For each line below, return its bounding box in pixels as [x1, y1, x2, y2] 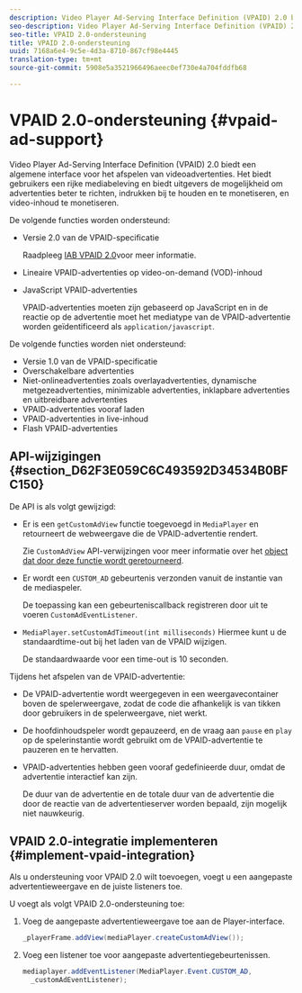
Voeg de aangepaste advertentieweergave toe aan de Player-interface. [22, 916, 285, 927]
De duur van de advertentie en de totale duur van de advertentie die [22, 789, 275, 799]
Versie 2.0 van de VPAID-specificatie [22, 231, 160, 243]
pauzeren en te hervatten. [22, 744, 119, 754]
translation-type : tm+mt [9, 55, 102, 64]
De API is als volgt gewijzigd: [9, 501, 117, 511]
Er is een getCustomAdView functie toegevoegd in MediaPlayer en [22, 519, 259, 529]
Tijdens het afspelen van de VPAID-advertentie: [9, 671, 186, 682]
